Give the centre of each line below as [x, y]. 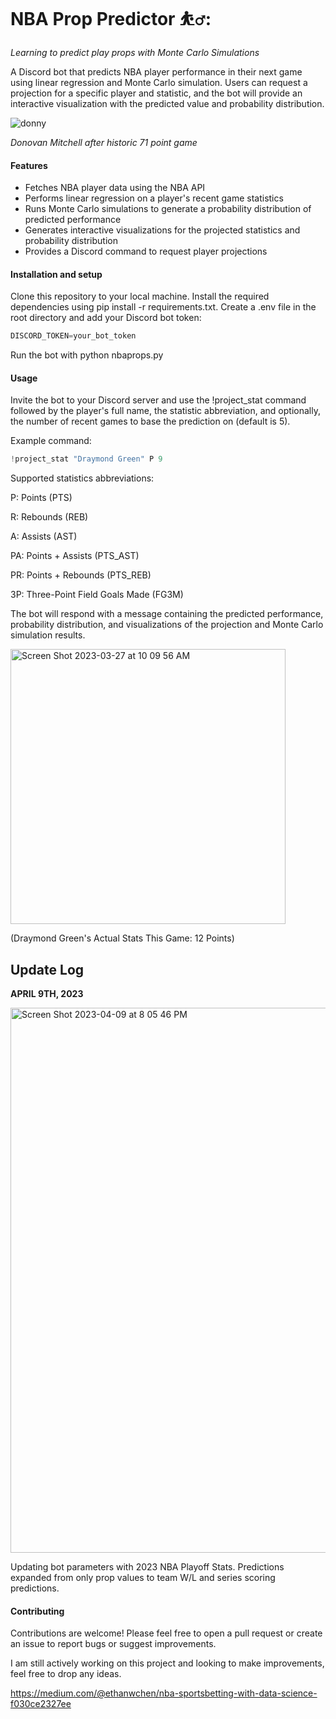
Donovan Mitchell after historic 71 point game [104, 142]
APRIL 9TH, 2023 [47, 994]
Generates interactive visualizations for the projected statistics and [162, 230]
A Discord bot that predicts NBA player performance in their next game [156, 71]
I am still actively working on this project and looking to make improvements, [167, 1663]
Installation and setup [56, 274]
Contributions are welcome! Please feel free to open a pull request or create [166, 1633]
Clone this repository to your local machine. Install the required [140, 296]
